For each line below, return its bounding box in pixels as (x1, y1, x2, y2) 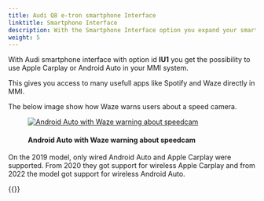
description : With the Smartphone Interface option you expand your (8, 26, 237, 34)
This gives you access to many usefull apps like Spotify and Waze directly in (8, 79, 255, 88)
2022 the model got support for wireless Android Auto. (8, 170, 186, 179)
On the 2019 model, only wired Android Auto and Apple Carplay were (8, 152, 232, 162)
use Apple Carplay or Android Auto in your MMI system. (8, 64, 189, 73)
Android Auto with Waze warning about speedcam (27, 135, 196, 144)
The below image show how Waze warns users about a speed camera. (8, 102, 237, 111)
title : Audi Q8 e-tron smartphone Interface (8, 11, 156, 20)
